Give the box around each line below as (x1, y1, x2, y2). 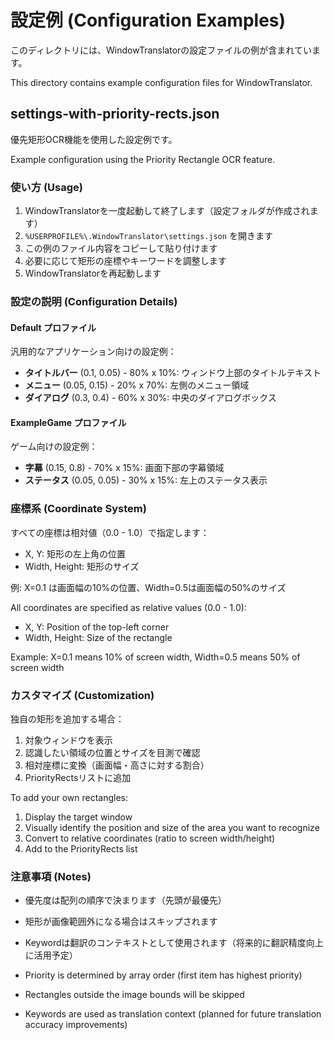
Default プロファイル (10, 321, 97, 333)
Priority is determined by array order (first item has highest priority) (24, 969, 303, 981)
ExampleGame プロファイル (10, 416, 127, 428)
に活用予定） (24, 949, 78, 961)
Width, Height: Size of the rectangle (24, 631, 173, 643)
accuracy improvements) (24, 1019, 128, 1031)
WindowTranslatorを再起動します (24, 267, 162, 280)
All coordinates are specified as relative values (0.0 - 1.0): (10, 601, 247, 613)
